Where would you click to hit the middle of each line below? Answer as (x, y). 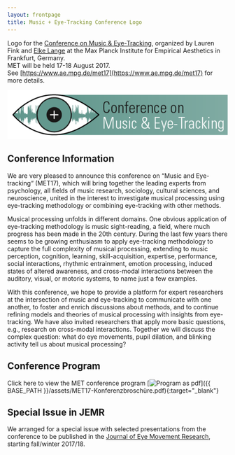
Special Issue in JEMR (56, 412)
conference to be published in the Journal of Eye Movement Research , (109, 437)
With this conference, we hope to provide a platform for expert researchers (115, 292)
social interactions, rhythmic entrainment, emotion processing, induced (110, 263)
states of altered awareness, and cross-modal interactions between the (110, 271)
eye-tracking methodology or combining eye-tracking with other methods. (114, 205)
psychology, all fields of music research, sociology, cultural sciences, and (114, 190)
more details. (26, 80)
